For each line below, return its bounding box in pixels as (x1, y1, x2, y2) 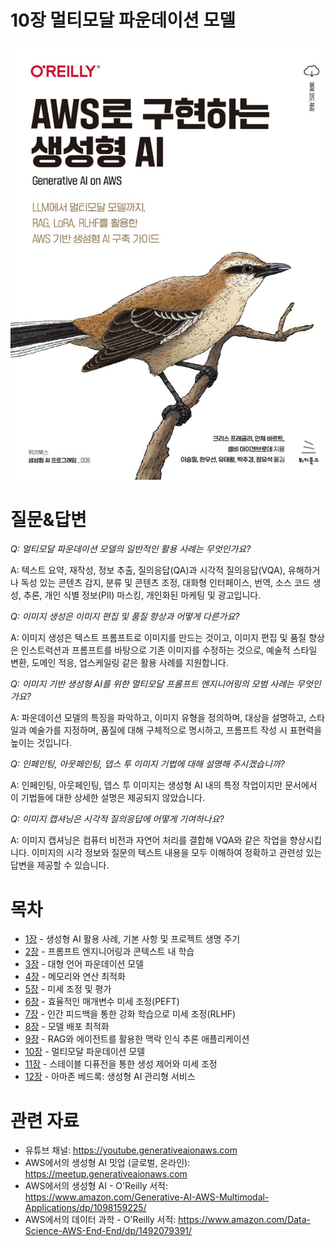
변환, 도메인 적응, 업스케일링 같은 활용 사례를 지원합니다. (10, 657, 229, 669)
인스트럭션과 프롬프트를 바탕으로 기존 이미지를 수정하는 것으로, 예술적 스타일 (20, 644, 318, 656)
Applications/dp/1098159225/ (24, 1202, 147, 1214)
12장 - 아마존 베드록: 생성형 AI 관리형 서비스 (24, 1071, 196, 1083)
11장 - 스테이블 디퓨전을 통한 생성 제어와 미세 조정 (24, 1058, 218, 1070)
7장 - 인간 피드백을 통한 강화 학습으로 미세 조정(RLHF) (24, 1008, 237, 1020)
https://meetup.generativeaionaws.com (24, 1168, 188, 1180)
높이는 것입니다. (10, 737, 73, 749)
